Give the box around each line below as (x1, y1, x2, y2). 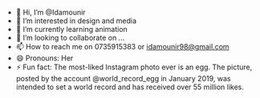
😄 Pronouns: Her (15, 53, 74, 63)
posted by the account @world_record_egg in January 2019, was (15, 74, 231, 83)
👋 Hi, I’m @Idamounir (15, 8, 86, 17)
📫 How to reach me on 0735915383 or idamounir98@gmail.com (15, 42, 230, 51)
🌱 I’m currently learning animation (15, 25, 128, 33)
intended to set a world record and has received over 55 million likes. (15, 82, 245, 92)
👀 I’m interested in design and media (15, 16, 137, 25)
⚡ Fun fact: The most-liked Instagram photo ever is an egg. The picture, (15, 62, 253, 72)
